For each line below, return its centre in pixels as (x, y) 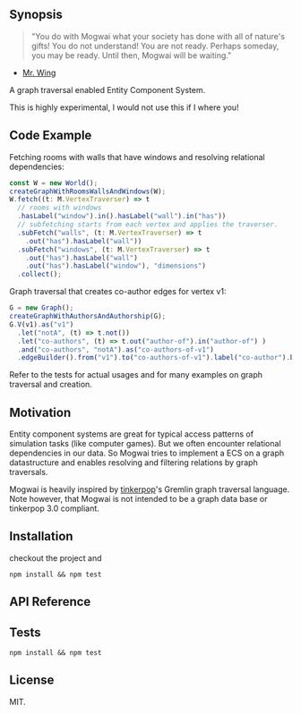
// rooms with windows (60, 208)
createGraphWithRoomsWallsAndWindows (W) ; (88, 191)
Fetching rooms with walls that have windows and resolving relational (138, 157)
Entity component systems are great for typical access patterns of (131, 434)
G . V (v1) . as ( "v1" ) (42, 324)
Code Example (51, 136)
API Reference (50, 602)
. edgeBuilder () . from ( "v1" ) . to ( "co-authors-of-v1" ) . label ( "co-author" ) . (154, 358)
